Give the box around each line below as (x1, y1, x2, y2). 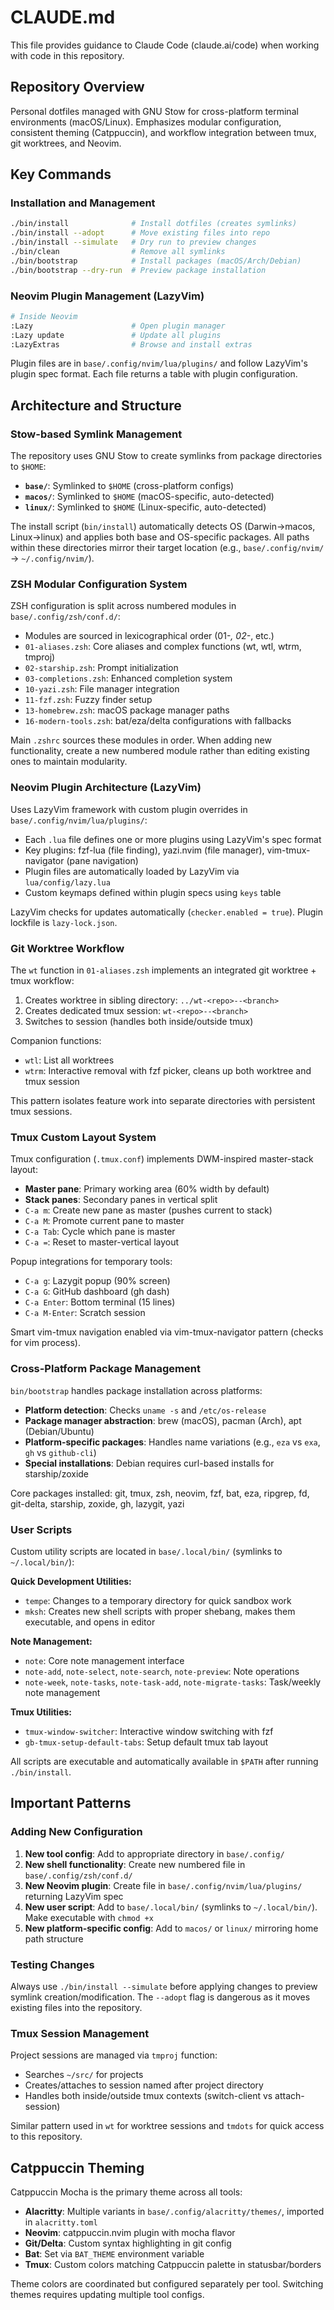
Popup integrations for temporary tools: (10, 1256, 173, 1268)
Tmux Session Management (10, 2026, 150, 2040)
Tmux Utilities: (10, 1706, 73, 1718)
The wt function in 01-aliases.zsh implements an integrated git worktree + (10, 964, 317, 976)
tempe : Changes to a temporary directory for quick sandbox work (24, 1594, 292, 1606)
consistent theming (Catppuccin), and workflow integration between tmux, (10, 126, 317, 138)
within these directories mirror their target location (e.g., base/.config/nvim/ (10, 542, 325, 554)
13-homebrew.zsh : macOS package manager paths (24, 704, 230, 716)
